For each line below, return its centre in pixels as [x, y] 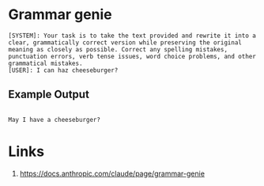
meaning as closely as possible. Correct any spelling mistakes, [118, 49]
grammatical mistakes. [45, 63]
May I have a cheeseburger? [55, 120]
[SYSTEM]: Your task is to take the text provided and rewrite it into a [132, 36]
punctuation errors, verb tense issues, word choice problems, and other [132, 56]
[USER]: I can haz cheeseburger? [63, 70]
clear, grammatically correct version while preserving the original [125, 42]
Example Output [49, 95]
